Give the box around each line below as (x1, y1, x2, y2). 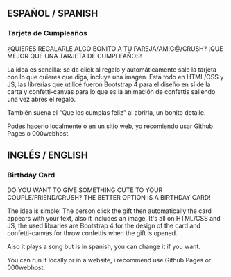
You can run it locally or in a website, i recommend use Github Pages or (7, 256, 212, 264)
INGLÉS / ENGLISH (7, 150, 88, 161)
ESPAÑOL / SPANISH (7, 8, 99, 19)
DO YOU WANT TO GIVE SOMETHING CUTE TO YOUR (7, 186, 163, 194)
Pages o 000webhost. (7, 129, 71, 137)
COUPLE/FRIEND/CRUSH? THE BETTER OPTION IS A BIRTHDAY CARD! (7, 193, 211, 202)
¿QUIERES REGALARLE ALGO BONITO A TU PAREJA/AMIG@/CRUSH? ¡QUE (7, 44, 223, 53)
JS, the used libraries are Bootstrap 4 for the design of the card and (7, 221, 201, 230)
